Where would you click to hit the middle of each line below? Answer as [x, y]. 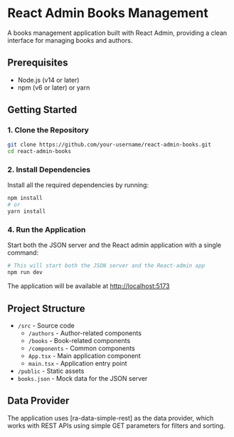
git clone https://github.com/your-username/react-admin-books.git [110, 145]
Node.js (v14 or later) [48, 80]
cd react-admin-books [39, 152]
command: [23, 253]
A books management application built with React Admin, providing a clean [117, 33]
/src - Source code [46, 325]
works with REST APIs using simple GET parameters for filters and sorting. [116, 426]
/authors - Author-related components [85, 333]
